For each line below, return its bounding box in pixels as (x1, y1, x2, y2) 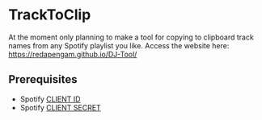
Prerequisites (8, 72, 78, 86)
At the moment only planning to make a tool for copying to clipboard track (8, 32, 255, 42)
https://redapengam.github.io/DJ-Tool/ (8, 49, 137, 59)
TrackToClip (8, 6, 91, 24)
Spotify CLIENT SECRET (19, 102, 101, 112)
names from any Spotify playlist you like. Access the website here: (8, 40, 230, 50)
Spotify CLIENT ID (19, 94, 81, 104)
